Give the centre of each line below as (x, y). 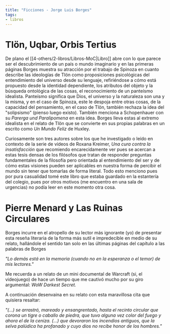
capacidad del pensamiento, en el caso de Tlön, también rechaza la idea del (85, 107)
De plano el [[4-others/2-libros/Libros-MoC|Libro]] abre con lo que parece (83, 58)
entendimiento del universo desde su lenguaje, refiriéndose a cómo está (81, 80)
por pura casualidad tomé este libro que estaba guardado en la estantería (82, 176)
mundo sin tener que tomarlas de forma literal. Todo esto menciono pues (81, 171)
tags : (11, 15)
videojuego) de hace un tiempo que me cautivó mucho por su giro (74, 280)
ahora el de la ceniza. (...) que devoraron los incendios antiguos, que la (80, 321)
